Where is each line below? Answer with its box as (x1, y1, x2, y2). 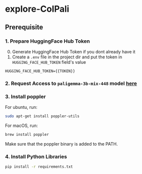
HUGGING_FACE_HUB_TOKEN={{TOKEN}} (5, 69, 76, 74)
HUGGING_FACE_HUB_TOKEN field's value (12, 59, 86, 65)
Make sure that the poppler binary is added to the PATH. (5, 141, 118, 147)
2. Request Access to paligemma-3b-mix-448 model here (5, 80, 138, 87)
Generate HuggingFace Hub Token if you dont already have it (12, 49, 136, 54)
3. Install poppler (5, 93, 46, 100)
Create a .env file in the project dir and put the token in (12, 54, 122, 60)
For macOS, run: (5, 123, 38, 128)
